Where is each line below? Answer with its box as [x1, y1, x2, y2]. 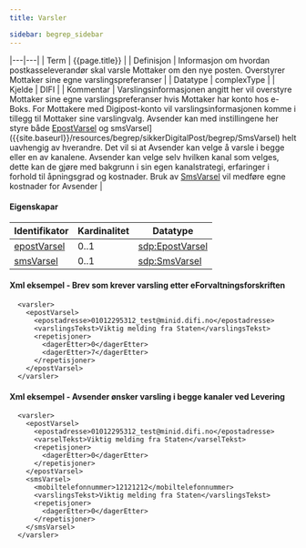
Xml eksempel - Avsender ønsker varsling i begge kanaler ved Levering [9, 391, 285, 401]
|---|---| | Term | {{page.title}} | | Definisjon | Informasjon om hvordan [9, 55, 270, 66]
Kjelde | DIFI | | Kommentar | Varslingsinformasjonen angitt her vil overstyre [9, 84, 292, 95]
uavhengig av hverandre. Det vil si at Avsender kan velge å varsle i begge [9, 142, 285, 153]
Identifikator [14, 224, 69, 237]
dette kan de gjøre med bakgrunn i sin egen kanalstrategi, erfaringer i [9, 161, 270, 172]
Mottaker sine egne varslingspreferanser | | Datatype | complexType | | [9, 74, 276, 85]
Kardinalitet [76, 224, 130, 237]
